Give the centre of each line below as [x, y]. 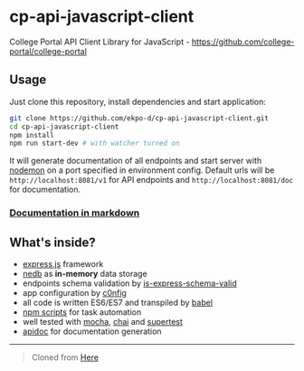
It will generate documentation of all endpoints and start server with [136, 161]
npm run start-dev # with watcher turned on [95, 143]
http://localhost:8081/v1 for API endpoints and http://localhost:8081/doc [152, 180]
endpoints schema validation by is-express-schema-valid [129, 283]
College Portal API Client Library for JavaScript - [100, 42]
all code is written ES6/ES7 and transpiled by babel [118, 302]
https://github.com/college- [243, 42]
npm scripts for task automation [82, 312]
